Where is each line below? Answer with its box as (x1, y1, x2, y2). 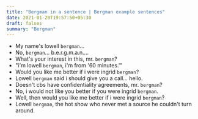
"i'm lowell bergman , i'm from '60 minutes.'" (15, 62, 123, 69)
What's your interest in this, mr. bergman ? (15, 55, 117, 63)
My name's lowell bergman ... (15, 42, 85, 50)
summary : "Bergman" (6, 25, 56, 32)
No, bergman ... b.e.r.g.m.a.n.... (15, 49, 89, 56)
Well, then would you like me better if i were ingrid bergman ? (15, 94, 165, 101)
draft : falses (6, 20, 43, 26)
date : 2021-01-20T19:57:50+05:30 (6, 15, 92, 21)
